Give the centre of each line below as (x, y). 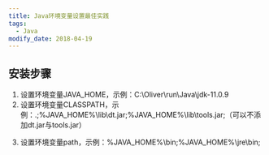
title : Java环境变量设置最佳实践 (59, 16)
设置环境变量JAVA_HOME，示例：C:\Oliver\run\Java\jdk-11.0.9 (124, 95)
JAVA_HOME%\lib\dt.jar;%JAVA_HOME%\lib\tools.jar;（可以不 (150, 115)
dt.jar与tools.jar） (57, 125)
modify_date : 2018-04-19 (50, 39)
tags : (17, 24)
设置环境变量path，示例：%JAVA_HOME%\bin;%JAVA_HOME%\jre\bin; (140, 142)
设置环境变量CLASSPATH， (66, 105)
